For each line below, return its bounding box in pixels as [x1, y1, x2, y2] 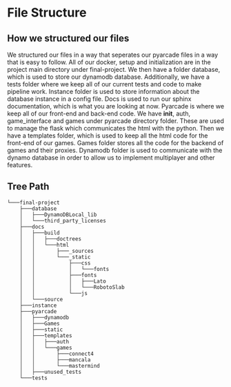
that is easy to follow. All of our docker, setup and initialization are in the [7, 58, 212, 66]
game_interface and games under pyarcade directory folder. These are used [7, 117, 224, 125]
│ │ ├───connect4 [19, 350, 94, 357]
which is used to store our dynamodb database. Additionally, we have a [7, 73, 210, 81]
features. [7, 161, 33, 169]
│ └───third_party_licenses [19, 217, 107, 224]
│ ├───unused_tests [19, 368, 81, 375]
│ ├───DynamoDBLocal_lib [19, 211, 97, 218]
